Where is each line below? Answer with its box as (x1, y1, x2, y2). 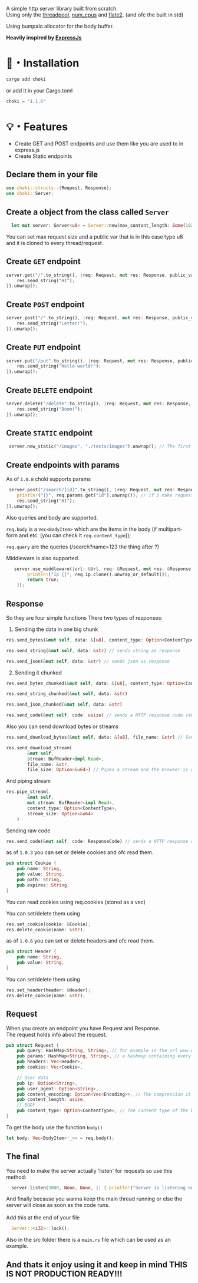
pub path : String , (16, 877, 62, 883)
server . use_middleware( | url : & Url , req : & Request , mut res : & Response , (14, 566, 194, 572)
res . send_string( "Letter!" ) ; (16, 320, 88, 326)
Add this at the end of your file (6, 1214, 80, 1221)
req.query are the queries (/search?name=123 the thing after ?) (6, 543, 160, 550)
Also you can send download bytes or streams (6, 723, 119, 730)
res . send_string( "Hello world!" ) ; (16, 363, 101, 369)
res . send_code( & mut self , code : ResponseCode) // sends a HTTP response (6, 838, 189, 844)
